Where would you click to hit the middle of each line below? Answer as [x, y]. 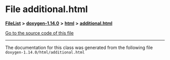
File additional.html [47, 9]
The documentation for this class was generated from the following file [79, 47]
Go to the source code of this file [39, 33]
